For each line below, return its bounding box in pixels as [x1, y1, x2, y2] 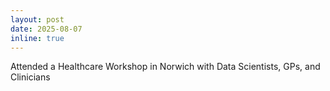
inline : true [10, 33, 65, 43]
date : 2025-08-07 [10, 24, 83, 34]
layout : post [10, 14, 65, 25]
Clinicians [10, 71, 51, 83]
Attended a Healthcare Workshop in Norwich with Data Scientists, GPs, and [10, 61, 321, 73]
